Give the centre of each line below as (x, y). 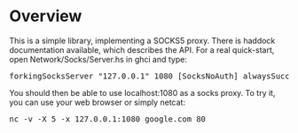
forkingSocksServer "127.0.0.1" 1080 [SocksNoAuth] (124, 76)
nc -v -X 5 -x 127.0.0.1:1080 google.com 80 (108, 119)
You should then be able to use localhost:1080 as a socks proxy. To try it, (142, 92)
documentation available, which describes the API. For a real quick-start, (142, 49)
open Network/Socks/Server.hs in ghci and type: (98, 59)
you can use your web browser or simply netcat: (98, 102)
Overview (46, 16)
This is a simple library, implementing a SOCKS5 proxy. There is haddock (142, 41)
